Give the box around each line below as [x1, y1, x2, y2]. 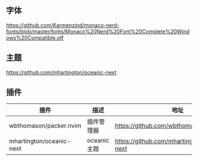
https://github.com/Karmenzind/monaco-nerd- [6, 21, 120, 28]
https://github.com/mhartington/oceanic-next [6, 68, 117, 75]
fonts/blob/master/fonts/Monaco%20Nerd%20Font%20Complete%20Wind [6, 28, 190, 35]
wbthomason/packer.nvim [9, 121, 81, 130]
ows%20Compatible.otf [6, 34, 64, 41]
